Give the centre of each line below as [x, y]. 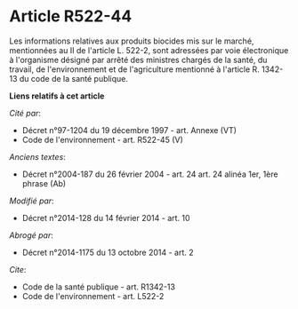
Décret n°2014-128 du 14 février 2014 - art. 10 [106, 218]
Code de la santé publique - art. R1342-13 [99, 287]
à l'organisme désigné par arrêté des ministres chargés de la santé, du [138, 59]
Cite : [18, 269]
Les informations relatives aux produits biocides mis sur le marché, [132, 41]
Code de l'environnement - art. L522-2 [93, 296]
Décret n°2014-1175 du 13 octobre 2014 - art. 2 [108, 252]
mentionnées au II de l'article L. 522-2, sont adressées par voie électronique [149, 50]
